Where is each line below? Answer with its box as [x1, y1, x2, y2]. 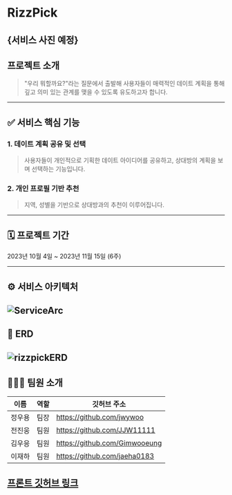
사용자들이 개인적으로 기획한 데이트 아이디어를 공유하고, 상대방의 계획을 [23, 156, 216, 165]
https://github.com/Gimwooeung [56, 438, 162, 447]
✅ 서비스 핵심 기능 [7, 116, 80, 129]
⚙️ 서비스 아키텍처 [7, 281, 79, 292]
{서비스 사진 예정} [7, 34, 79, 46]
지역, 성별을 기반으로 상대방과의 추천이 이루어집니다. [23, 200, 164, 209]
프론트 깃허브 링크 [7, 477, 79, 489]
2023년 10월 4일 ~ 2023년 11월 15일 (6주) [7, 252, 122, 261]
